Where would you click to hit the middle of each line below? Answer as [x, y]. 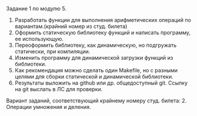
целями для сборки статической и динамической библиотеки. [94, 77]
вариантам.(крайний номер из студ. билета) [71, 26]
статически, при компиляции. [53, 51]
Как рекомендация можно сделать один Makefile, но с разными [96, 70]
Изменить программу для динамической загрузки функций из [94, 58]
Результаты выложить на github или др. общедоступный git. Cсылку [101, 83]
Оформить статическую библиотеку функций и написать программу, [103, 33]
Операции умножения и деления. [49, 107]
